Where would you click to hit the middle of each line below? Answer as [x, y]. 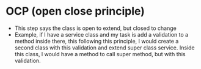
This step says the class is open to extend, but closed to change [95, 28]
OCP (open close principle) [75, 11]
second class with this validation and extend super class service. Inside [104, 48]
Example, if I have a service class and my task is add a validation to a [101, 34]
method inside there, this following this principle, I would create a [97, 41]
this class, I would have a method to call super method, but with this [100, 54]
